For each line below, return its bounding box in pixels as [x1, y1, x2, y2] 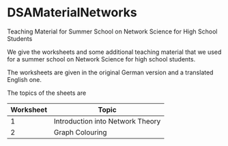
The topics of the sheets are [7, 89, 87, 97]
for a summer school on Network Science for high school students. [7, 55, 196, 63]
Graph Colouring [53, 128, 107, 137]
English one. [7, 75, 42, 83]
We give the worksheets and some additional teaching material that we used [7, 48, 222, 56]
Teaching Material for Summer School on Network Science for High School [7, 27, 218, 35]
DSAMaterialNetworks [7, 5, 138, 20]
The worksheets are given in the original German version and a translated [7, 68, 214, 76]
